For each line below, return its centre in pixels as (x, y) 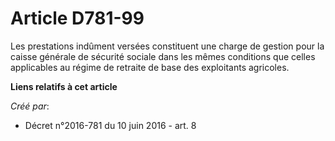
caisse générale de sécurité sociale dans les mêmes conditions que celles (163, 56)
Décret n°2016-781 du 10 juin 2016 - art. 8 (110, 125)
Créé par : (30, 106)
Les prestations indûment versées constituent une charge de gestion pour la (167, 46)
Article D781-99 (77, 18)
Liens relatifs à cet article (64, 86)
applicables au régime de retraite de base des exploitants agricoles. (150, 67)
